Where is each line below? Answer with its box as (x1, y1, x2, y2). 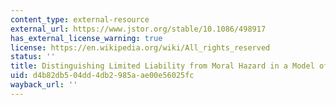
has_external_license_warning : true (10, 33, 163, 43)
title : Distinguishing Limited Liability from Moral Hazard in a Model (10, 61, 315, 71)
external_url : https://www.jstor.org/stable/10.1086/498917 (10, 24, 267, 34)
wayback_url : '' (10, 80, 78, 90)
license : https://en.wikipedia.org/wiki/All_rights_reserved (10, 42, 271, 53)
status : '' (10, 52, 56, 62)
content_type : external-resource (10, 14, 150, 25)
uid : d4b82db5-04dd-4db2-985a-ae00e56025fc (10, 71, 195, 81)
